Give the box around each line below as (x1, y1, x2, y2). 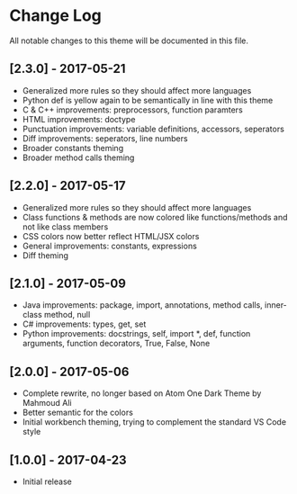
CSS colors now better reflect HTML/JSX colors (22, 230, 200, 241)
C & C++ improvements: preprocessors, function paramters (22, 104, 243, 115)
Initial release (22, 476, 72, 487)
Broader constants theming (22, 142, 124, 153)
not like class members (22, 221, 109, 232)
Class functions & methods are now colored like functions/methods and (22, 211, 288, 222)
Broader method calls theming (22, 152, 135, 163)
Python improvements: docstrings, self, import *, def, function (22, 328, 251, 339)
